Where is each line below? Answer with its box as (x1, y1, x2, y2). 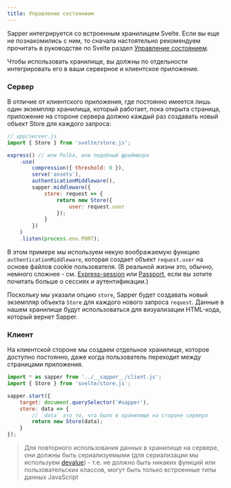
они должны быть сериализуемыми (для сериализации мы (23, 451, 199, 460)
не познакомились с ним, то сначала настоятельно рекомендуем (7, 36, 201, 45)
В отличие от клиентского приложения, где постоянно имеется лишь (7, 97, 211, 106)
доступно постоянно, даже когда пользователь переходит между (7, 353, 201, 362)
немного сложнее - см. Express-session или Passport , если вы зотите (7, 270, 212, 278)
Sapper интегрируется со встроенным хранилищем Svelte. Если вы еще (7, 29, 220, 37)
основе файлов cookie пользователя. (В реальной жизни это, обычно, (7, 262, 214, 270)
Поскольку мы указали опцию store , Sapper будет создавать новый (7, 290, 208, 299)
